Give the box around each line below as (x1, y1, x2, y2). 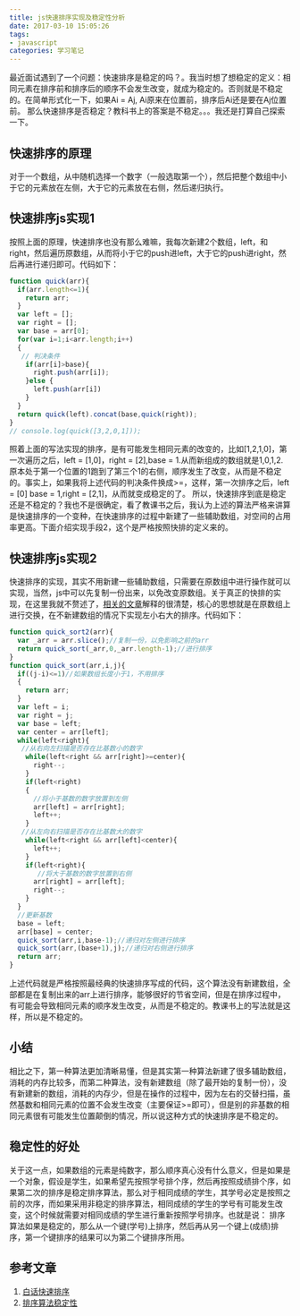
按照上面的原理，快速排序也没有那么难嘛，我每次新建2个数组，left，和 (9, 236, 269, 247)
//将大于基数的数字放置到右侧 (37, 869, 132, 878)
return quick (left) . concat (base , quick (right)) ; (17, 409, 198, 419)
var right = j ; (17, 711, 74, 720)
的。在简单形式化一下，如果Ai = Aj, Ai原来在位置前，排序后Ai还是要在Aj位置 (9, 95, 287, 106)
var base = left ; (17, 719, 82, 728)
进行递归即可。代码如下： (24, 259, 119, 269)
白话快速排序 (21, 1286, 70, 1296)
